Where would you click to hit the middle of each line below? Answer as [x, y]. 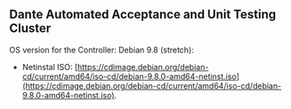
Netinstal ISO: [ [50, 66]
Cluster [30, 29]
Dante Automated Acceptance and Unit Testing [143, 15]
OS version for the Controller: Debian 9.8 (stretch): [101, 50]
